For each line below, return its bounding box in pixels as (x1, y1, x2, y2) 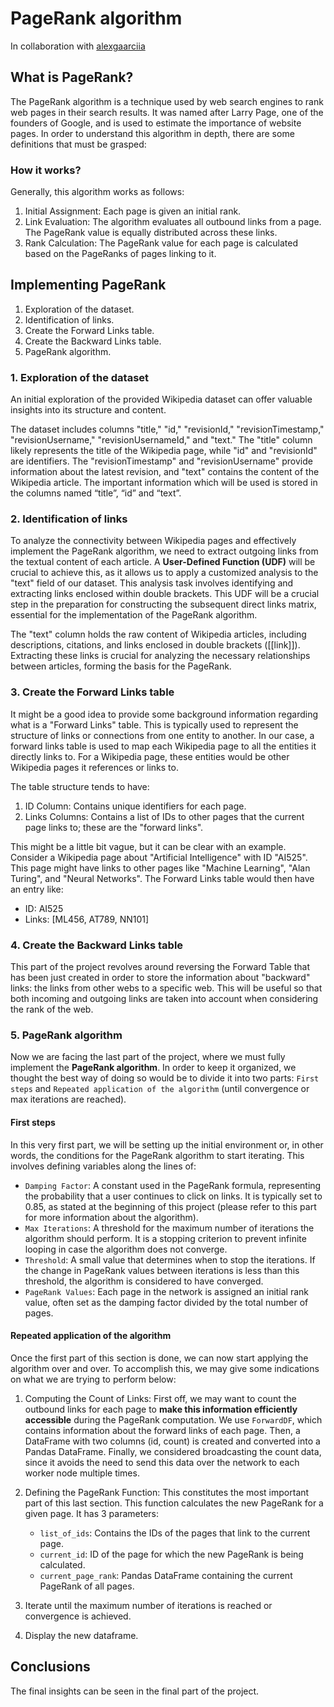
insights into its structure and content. (10, 404, 167, 416)
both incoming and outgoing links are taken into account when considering (10, 993, 319, 1005)
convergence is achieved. (24, 1610, 132, 1622)
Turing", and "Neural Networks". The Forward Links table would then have (10, 872, 315, 884)
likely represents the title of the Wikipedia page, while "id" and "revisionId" (10, 445, 318, 457)
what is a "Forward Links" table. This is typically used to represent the (10, 718, 299, 731)
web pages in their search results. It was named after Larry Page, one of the (10, 106, 324, 118)
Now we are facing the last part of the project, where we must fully (10, 1051, 286, 1063)
